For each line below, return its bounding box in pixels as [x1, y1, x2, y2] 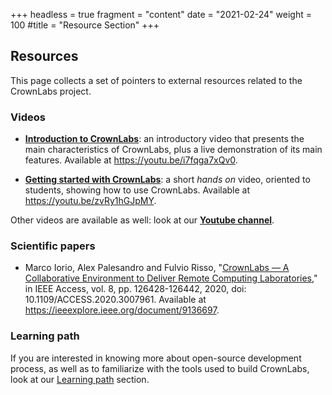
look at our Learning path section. [10, 373, 150, 385]
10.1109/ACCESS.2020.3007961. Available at [24, 294, 207, 306]
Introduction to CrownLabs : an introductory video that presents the [24, 133, 305, 145]
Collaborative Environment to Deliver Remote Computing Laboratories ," [24, 272, 318, 284]
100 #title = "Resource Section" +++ [10, 19, 160, 31]
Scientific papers [10, 239, 96, 253]
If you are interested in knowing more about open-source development [10, 352, 302, 364]
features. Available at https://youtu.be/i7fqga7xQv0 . [24, 154, 238, 166]
